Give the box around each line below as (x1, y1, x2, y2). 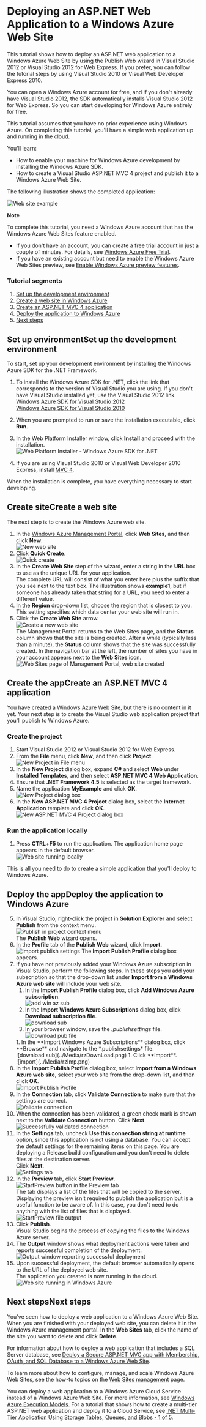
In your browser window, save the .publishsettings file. (24, 1026, 163, 1033)
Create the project (7, 732, 62, 740)
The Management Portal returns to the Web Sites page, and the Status (15, 627, 194, 635)
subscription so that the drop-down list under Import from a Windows (15, 974, 193, 981)
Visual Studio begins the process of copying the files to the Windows (15, 1227, 190, 1234)
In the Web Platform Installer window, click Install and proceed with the (15, 434, 195, 442)
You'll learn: (7, 144, 37, 152)
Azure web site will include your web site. (15, 980, 122, 988)
